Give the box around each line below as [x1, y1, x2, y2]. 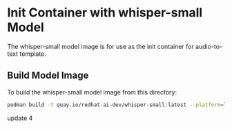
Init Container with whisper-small [7, 5, 203, 21]
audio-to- [195, 42, 223, 50]
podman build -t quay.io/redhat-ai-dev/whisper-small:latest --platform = [7, 101, 224, 108]
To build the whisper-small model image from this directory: [7, 88, 177, 96]
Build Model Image [7, 70, 89, 81]
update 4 [7, 114, 33, 122]
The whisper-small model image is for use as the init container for [7, 42, 195, 50]
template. [19, 50, 47, 58]
